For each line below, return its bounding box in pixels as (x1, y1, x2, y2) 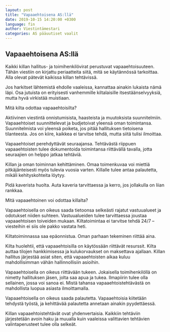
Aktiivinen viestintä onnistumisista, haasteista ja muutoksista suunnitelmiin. (5, 114, 162, 120)
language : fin (5, 21, 36, 27)
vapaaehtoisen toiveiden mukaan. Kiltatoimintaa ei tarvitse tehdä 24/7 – (5, 218, 155, 224)
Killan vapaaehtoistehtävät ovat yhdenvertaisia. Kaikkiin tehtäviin (5, 310, 141, 316)
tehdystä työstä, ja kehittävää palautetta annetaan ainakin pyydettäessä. (5, 300, 156, 307)
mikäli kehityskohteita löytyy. (5, 172, 66, 178)
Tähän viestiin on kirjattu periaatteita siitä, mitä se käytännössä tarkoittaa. (5, 69, 159, 75)
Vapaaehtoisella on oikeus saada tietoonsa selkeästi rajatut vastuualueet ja (5, 207, 161, 213)
